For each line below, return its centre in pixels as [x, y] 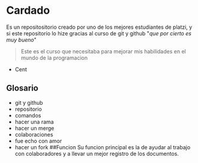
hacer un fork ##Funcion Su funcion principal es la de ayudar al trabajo [103, 147]
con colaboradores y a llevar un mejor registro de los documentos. [97, 153]
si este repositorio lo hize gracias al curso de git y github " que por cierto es [99, 33]
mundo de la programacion [54, 58]
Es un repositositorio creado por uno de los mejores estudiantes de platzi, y [99, 27]
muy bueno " [22, 40]
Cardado [28, 10]
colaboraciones [34, 134]
